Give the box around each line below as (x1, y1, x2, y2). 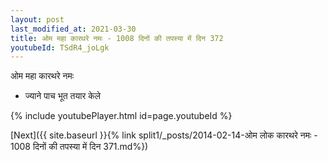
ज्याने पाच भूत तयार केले (24, 90, 102, 102)
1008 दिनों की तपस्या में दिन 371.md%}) (10, 141, 149, 153)
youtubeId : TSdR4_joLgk (10, 42, 110, 53)
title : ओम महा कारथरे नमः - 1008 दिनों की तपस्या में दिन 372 (10, 33, 224, 43)
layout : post (10, 14, 65, 25)
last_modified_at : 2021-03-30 (10, 24, 137, 34)
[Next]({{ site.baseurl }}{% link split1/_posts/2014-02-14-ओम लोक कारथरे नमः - (10, 129, 318, 141)
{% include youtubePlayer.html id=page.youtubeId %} (10, 110, 233, 122)
